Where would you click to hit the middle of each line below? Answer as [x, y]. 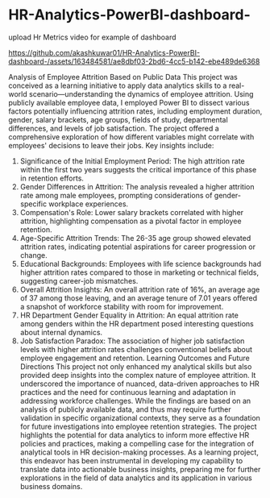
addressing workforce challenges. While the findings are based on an [135, 400]
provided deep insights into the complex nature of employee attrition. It [138, 375]
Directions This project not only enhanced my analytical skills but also [136, 366]
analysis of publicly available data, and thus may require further [125, 409]
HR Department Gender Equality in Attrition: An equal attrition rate [129, 315]
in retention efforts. [52, 178]
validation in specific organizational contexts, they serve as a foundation [140, 417]
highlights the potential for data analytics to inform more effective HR [135, 435]
